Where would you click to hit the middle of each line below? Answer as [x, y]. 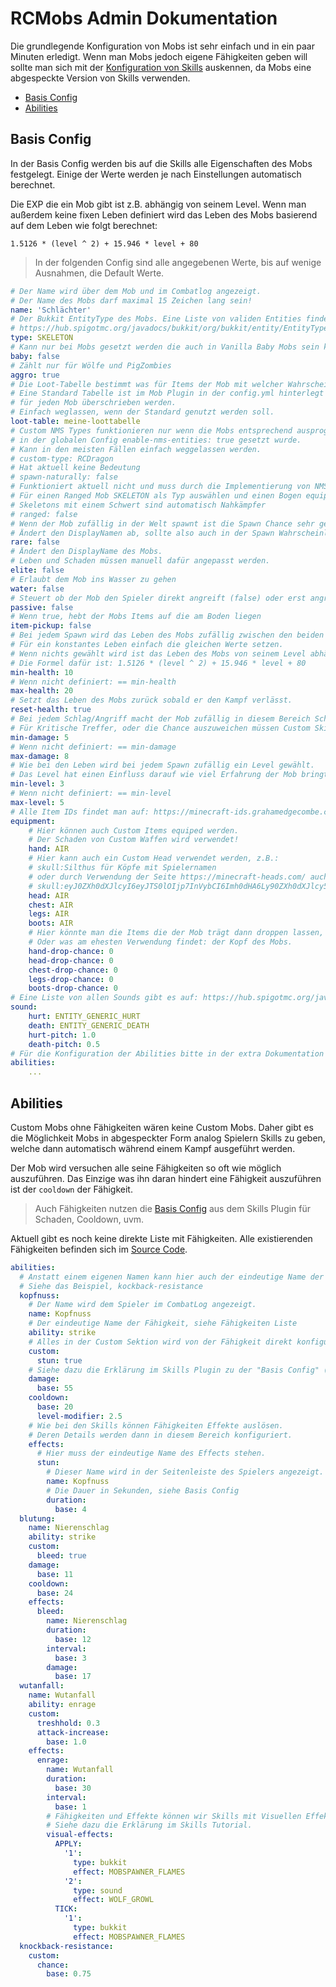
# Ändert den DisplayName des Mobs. [86, 552]
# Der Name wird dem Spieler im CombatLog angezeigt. [142, 1305]
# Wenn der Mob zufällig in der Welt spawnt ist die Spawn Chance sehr [162, 523]
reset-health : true [51, 710]
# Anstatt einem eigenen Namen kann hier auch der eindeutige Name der [172, 1277]
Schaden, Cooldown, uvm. [89, 1219]
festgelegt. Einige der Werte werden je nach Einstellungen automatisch [156, 174]
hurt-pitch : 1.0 [62, 1035]
